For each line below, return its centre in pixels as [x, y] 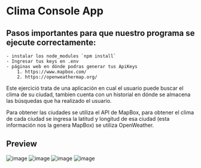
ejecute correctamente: [51, 42]
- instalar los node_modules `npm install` [61, 56]
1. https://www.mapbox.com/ [52, 72]
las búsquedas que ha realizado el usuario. [59, 101]
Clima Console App [55, 11]
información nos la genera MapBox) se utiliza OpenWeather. [80, 125]
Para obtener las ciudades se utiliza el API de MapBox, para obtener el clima [100, 112]
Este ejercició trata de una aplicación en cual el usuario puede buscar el [95, 88]
